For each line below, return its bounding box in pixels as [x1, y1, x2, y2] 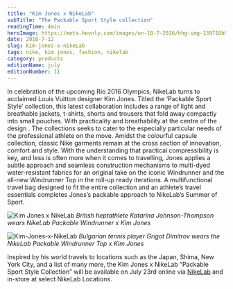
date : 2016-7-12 [7, 36, 54, 43]
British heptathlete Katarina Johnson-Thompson [76, 211, 214, 219]
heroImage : [7, 29, 39, 37]
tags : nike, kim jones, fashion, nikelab [7, 49, 129, 56]
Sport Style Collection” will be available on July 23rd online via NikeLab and [7, 268, 223, 276]
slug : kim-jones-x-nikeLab [7, 42, 85, 49]
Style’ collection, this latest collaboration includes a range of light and [7, 102, 206, 110]
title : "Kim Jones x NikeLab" [7, 10, 95, 17]
